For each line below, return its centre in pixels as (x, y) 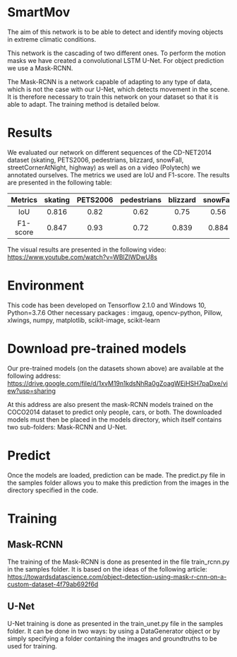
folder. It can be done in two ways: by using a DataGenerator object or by (114, 631)
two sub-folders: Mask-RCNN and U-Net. (67, 427)
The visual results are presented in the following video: (87, 249)
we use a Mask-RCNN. (40, 68)
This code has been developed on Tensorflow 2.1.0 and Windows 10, (107, 305)
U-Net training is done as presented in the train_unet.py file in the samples (115, 623)
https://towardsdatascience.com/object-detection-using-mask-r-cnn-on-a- (117, 576)
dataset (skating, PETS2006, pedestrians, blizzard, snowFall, (96, 160)
